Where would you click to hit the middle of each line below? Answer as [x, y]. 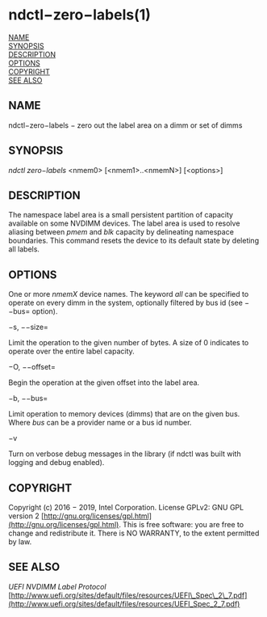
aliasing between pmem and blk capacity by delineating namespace [121, 232]
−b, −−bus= [28, 399]
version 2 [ [26, 516]
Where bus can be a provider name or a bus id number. [100, 423]
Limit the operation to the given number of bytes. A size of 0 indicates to [129, 343]
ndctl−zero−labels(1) [80, 15]
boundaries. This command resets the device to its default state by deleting [134, 241]
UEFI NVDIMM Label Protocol [57, 586]
